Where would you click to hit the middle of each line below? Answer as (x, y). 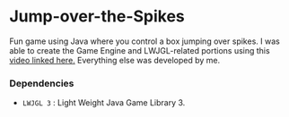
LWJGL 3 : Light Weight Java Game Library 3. (104, 103)
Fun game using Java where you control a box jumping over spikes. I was (144, 41)
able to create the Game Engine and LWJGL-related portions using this (140, 50)
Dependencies (42, 83)
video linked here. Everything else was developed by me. (115, 60)
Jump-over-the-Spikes (97, 17)
